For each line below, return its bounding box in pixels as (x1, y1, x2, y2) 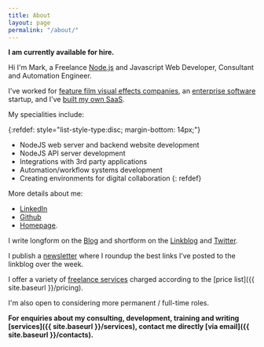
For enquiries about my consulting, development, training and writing (8, 313, 240, 323)
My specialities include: (8, 110, 85, 119)
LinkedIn (19, 204, 48, 214)
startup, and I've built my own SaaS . (8, 95, 125, 104)
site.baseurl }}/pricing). (8, 283, 84, 293)
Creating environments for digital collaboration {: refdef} (19, 173, 202, 183)
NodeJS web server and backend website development (19, 141, 200, 150)
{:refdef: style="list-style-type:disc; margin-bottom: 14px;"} (8, 125, 201, 134)
